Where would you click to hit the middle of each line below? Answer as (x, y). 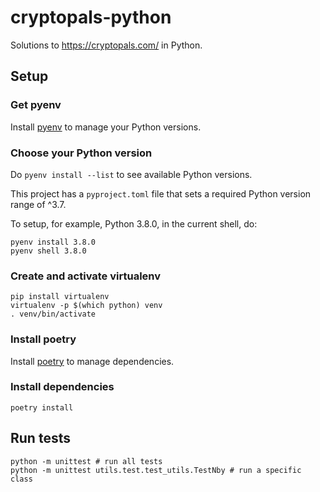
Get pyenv (36, 105)
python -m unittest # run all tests (86, 461)
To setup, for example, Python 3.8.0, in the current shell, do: (134, 223)
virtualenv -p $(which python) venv (86, 306)
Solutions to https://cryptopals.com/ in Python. (106, 45)
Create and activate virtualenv (86, 276)
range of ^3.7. (38, 204)
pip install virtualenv (60, 297)
